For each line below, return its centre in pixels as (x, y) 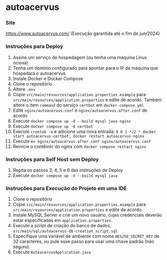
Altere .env (24, 89)
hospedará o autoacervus (39, 73)
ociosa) (21, 63)
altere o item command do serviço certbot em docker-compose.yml (78, 105)
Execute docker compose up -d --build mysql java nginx (72, 121)
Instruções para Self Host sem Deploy (52, 159)
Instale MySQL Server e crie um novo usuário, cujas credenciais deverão (87, 215)
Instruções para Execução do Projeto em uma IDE (66, 188)
